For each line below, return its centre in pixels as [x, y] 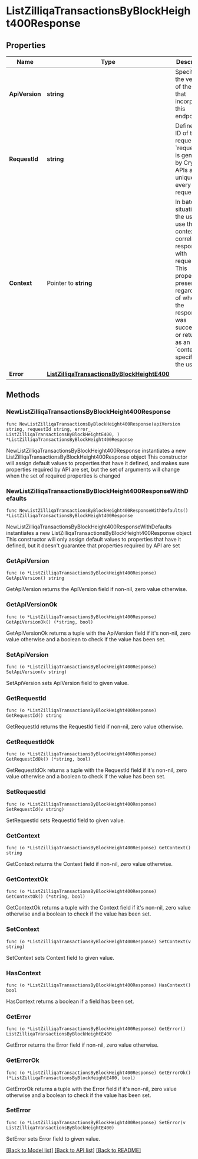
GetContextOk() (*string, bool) [46, 897]
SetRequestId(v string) [35, 809]
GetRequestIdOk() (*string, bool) [49, 759]
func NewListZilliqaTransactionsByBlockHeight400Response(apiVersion [93, 424]
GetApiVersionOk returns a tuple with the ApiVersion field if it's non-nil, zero [98, 633]
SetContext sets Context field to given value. [60, 957]
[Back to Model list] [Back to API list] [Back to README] [74, 1150]
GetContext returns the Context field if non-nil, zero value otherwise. [89, 864]
